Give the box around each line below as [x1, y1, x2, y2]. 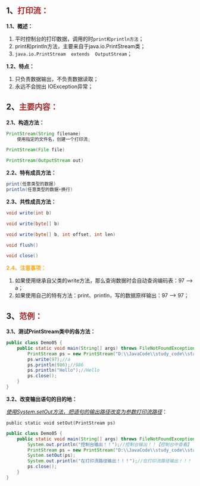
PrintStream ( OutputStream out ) [6, 158, 84, 164]
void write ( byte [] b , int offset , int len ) [6, 231, 116, 237]
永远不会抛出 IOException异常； [14, 83, 93, 90]
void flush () [6, 242, 39, 248]
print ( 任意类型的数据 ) [6, 181, 57, 187]
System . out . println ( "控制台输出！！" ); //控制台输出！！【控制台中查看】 [27, 441, 192, 447]
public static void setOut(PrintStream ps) [6, 420, 116, 426]
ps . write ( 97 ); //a [27, 356, 70, 362]
